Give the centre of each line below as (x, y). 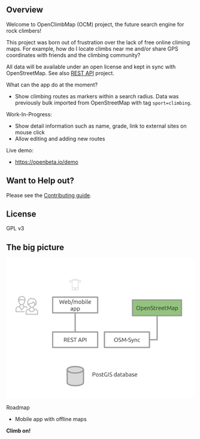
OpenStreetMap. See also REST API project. (60, 73)
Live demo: (20, 150)
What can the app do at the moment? (52, 85)
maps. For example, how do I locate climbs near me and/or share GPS (92, 49)
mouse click (30, 132)
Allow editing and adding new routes (60, 139)
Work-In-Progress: (29, 114)
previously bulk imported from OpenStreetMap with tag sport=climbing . (103, 103)
